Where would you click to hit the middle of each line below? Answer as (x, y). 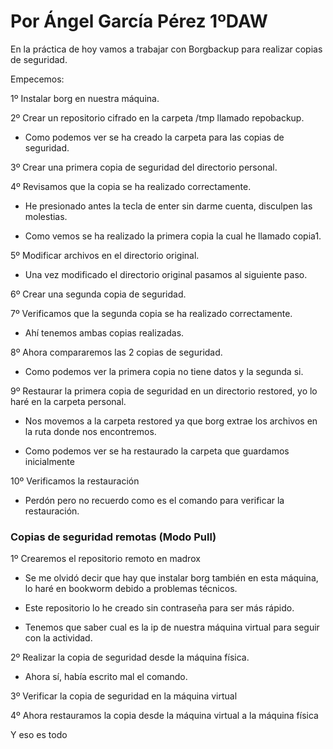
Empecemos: (37, 79)
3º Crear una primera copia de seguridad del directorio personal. (144, 167)
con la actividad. (58, 638)
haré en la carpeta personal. (68, 401)
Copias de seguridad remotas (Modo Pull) (113, 537)
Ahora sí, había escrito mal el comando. (106, 677)
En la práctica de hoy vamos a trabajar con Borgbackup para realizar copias (166, 49)
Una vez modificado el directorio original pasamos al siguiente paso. (166, 274)
